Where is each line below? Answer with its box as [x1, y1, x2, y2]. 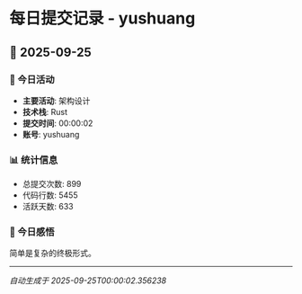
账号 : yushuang [22, 129, 80, 139]
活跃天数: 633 [22, 201, 74, 212]
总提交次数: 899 [22, 179, 82, 190]
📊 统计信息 [9, 154, 58, 166]
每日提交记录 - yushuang [9, 8, 196, 29]
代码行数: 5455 [22, 190, 78, 200]
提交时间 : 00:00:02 [22, 118, 93, 129]
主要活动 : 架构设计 [22, 95, 91, 106]
